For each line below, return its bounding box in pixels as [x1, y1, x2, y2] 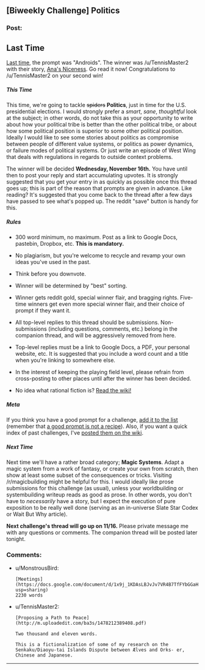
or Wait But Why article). [6, 510, 68, 518]
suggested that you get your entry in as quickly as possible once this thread [6, 178, 197, 186]
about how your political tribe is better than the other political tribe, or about [6, 121, 197, 128]
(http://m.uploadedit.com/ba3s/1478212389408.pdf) [15, 620, 147, 627]
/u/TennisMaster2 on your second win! [6, 72, 104, 79]
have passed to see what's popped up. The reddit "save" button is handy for [6, 197, 199, 205]
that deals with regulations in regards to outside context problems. [6, 153, 173, 161]
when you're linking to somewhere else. [15, 356, 116, 364]
